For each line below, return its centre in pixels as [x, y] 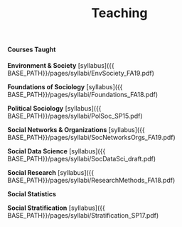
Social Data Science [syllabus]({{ [57, 151]
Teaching [119, 13]
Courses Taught [32, 50]
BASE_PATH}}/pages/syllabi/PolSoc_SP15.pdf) [75, 116]
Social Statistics [32, 193]
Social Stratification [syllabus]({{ [56, 208]
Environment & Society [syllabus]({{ [61, 65]
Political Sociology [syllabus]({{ [54, 108]
